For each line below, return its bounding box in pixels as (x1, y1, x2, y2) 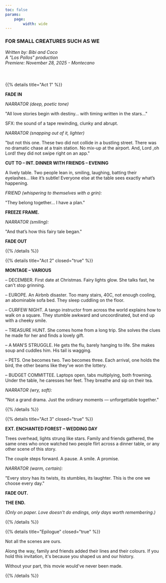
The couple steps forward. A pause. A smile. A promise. (5, 455, 119, 462)
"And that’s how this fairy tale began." (5, 228, 82, 235)
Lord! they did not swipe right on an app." (5, 150, 90, 156)
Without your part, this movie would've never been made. (5, 563, 123, 569)
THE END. (5, 500, 26, 506)
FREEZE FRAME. (5, 209, 40, 215)
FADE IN (5, 91, 22, 97)
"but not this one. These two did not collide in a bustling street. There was (5, 139, 157, 145)
